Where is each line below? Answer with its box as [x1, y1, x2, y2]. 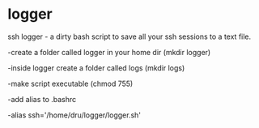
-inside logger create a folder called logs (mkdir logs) [7, 62, 185, 73]
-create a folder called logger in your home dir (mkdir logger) [7, 47, 211, 57]
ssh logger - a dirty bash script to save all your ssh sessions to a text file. [7, 32, 252, 41]
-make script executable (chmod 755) [7, 79, 134, 88]
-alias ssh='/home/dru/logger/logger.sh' [7, 110, 142, 120]
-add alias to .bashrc [7, 94, 77, 104]
